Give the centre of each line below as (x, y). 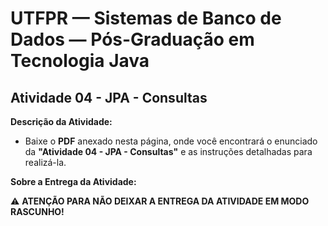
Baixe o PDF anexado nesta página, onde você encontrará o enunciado (171, 141)
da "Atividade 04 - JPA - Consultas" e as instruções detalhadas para (168, 151)
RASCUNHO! (37, 211)
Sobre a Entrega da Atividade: (73, 181)
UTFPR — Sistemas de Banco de (146, 18)
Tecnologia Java (80, 61)
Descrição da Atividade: (61, 121)
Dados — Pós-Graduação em (132, 39)
